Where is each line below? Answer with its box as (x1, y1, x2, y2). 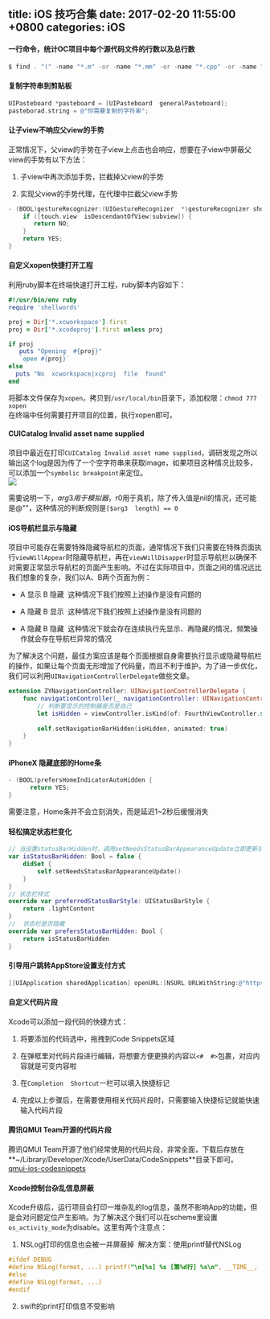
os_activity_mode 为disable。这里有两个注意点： (8, 1222, 167, 1232)
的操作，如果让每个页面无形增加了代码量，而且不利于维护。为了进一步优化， (8, 661, 262, 671)
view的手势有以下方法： (8, 154, 88, 164)
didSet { (22, 860, 52, 869)
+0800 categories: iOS (8, 21, 126, 35)
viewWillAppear (15, 554, 67, 562)
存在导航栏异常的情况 (41, 634, 112, 643)
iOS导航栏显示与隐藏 (8, 523, 77, 532)
